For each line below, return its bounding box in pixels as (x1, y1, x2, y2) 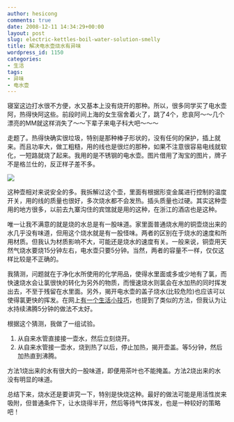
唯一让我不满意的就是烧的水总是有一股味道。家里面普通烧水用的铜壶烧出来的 (7, 220, 227, 229)
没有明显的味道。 (7, 375, 56, 384)
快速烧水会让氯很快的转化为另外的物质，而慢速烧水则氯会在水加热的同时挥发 (7, 278, 227, 287)
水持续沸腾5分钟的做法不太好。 (7, 305, 97, 313)
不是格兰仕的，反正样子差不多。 (7, 160, 99, 168)
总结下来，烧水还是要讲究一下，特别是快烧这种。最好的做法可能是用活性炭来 (7, 390, 227, 398)
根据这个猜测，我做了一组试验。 (7, 319, 99, 328)
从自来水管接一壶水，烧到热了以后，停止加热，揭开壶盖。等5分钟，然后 (17, 343, 223, 352)
